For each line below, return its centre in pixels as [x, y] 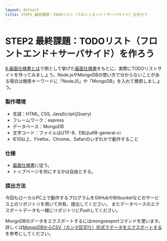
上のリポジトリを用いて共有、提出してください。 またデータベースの [80, 204]
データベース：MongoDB [38, 126]
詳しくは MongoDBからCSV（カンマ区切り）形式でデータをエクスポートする [84, 227]
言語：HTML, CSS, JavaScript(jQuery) [52, 113]
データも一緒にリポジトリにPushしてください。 [72, 210]
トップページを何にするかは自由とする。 [54, 171]
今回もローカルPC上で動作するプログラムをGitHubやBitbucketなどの [76, 198]
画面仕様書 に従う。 [32, 165]
